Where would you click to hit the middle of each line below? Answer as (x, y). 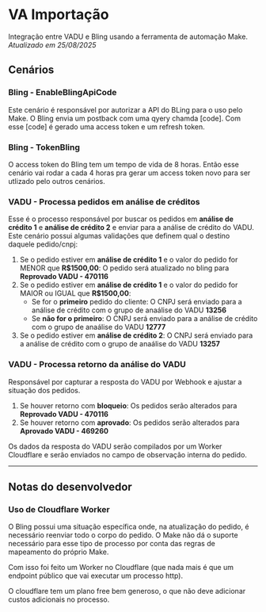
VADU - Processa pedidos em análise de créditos (104, 201)
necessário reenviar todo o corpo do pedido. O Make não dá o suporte (123, 535)
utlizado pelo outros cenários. (57, 181)
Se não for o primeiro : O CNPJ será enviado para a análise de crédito (144, 319)
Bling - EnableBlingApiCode (63, 93)
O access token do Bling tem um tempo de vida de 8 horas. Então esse (124, 164)
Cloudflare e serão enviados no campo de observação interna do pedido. (128, 454)
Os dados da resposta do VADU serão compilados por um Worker (115, 446)
